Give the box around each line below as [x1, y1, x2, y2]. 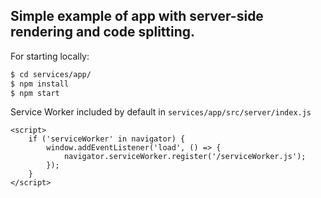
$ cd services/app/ [10, 69, 92, 79]
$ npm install [10, 79, 70, 89]
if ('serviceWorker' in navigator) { [28, 134, 186, 144]
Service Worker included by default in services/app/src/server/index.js [10, 106, 312, 118]
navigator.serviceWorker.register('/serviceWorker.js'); [63, 152, 307, 162]
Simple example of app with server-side [10, 8, 264, 25]
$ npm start [10, 88, 60, 98]
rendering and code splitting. [10, 24, 196, 41]
